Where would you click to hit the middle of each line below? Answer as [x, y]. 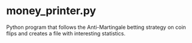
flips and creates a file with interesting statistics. [66, 33]
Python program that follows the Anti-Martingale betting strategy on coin [96, 27]
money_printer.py [51, 11]
